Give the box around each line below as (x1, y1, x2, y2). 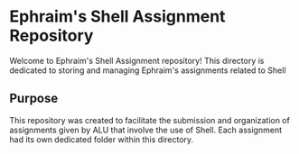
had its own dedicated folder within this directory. (9, 133, 194, 145)
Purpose (9, 91, 59, 106)
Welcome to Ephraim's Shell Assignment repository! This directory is (9, 55, 265, 66)
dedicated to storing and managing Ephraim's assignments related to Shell (9, 65, 286, 76)
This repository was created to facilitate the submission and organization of (9, 114, 291, 125)
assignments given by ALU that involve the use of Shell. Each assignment (9, 124, 283, 135)
